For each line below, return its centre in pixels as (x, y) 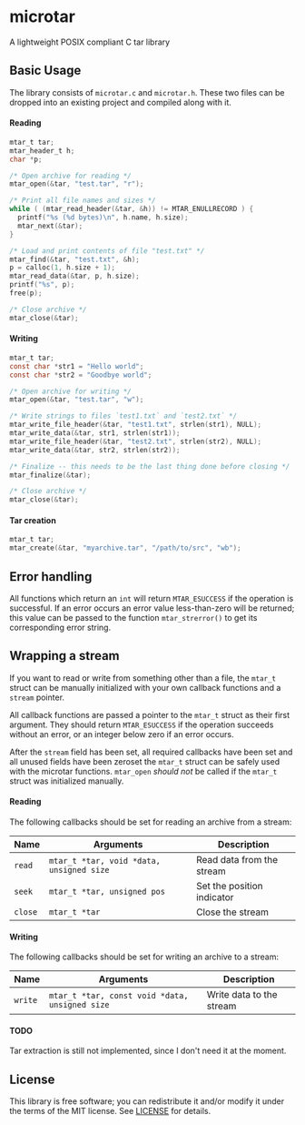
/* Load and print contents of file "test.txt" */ (107, 251)
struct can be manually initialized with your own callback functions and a (145, 687)
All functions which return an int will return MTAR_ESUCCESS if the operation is (152, 598)
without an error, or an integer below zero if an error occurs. (122, 734)
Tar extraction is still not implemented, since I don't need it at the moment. (148, 1051)
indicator (215, 897)
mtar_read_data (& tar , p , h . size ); (75, 276)
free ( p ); (26, 293)
